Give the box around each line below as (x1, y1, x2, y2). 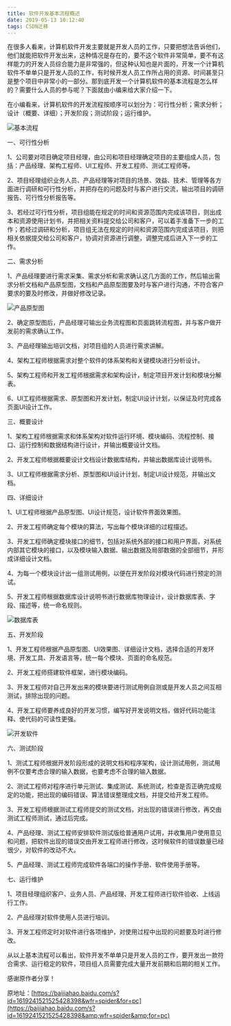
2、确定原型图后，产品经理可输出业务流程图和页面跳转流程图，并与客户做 (7, 319, 216, 327)
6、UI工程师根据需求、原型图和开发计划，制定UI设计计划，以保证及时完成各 (7, 394, 222, 403)
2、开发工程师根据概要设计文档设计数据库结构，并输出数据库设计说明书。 (7, 456, 216, 464)
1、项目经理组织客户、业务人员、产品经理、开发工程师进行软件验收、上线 (7, 890, 214, 898)
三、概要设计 (7, 418, 43, 426)
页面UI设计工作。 (7, 403, 56, 411)
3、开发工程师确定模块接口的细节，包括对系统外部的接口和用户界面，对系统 (7, 537, 222, 545)
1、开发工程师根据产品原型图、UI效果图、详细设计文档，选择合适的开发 (7, 645, 208, 654)
